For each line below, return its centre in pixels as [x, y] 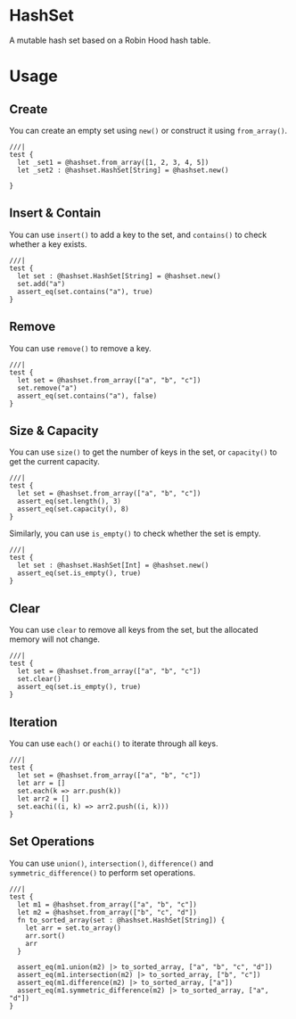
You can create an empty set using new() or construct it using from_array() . [148, 130]
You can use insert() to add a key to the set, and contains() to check [138, 234]
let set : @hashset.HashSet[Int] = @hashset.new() [113, 566]
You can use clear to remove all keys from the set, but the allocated [134, 630]
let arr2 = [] [43, 799]
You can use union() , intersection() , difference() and [111, 863]
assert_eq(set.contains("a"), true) [85, 292]
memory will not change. [55, 639]
